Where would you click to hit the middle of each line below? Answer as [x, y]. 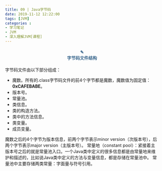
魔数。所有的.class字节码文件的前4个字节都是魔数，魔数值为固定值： [81, 80]
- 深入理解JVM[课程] [24, 37]
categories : [18, 23]
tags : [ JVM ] [17, 19]
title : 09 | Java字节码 [28, 9]
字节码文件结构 [82, 58]
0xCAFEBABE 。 [28, 86]
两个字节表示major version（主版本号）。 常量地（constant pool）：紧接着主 [80, 145]
